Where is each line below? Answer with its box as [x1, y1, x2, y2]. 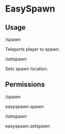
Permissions [5, 80, 45, 89]
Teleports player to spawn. [5, 46, 60, 52]
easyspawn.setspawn [5, 123, 50, 129]
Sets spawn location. [5, 66, 48, 72]
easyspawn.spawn [5, 103, 44, 109]
